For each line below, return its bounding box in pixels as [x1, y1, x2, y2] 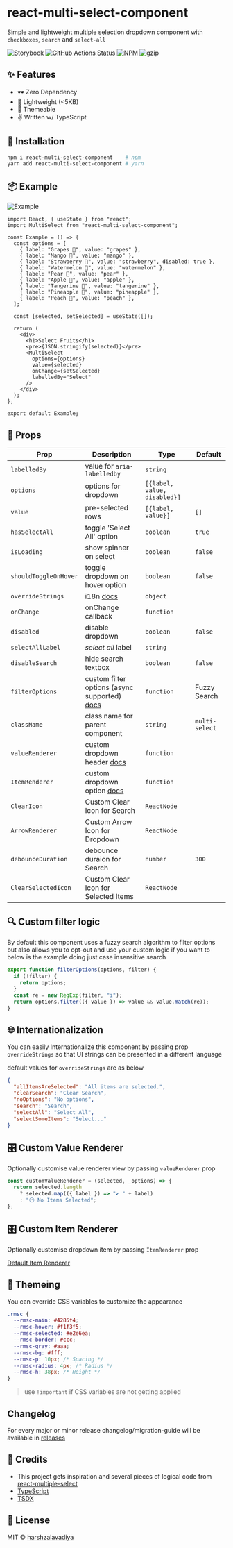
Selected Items [85, 891, 134, 901]
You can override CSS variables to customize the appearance [7, 1297, 183, 1306]
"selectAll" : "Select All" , [13, 1109, 95, 1116]
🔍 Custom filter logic [7, 916, 101, 928]
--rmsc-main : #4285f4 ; [13, 1317, 79, 1324]
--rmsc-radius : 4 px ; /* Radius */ [13, 1362, 113, 1369]
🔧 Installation [7, 135, 65, 147]
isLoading [10, 548, 43, 556]
